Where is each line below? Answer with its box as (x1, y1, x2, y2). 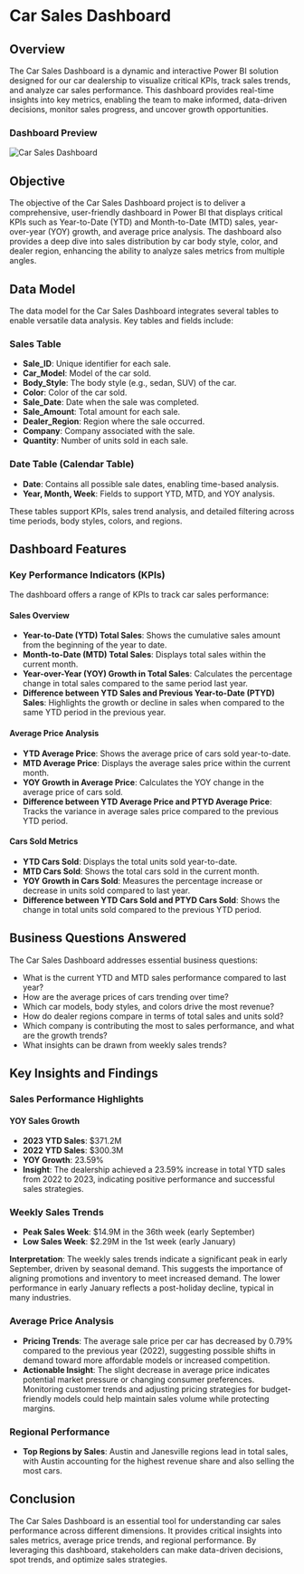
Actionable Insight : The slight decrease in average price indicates (22, 1364, 271, 1375)
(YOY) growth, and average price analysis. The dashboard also (47, 226, 282, 237)
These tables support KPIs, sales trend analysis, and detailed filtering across (9, 505, 295, 516)
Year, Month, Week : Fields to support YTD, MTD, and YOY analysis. (22, 488, 276, 499)
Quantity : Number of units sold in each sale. (22, 436, 188, 446)
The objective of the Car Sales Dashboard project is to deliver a (9, 197, 246, 208)
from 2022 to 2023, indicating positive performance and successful (22, 1174, 276, 1185)
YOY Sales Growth (9, 1115, 80, 1126)
